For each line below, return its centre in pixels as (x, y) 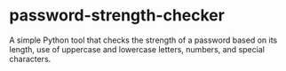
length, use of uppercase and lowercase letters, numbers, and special (137, 49)
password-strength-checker (117, 16)
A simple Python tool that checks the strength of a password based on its (143, 40)
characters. (30, 59)
